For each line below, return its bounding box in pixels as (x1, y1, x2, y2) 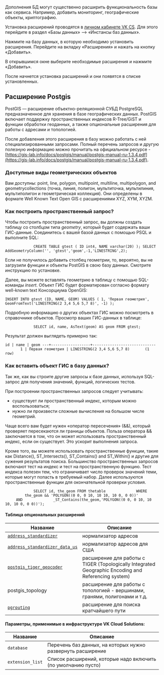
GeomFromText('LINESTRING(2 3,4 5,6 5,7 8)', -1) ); (5, 301, 115, 306)
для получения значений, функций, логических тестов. (20, 379, 136, 385)
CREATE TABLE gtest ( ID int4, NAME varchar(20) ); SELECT (33, 244, 156, 249)
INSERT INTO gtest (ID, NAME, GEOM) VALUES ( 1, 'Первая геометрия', (5, 297, 150, 302)
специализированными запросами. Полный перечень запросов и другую (5, 141, 159, 147)
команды (5, 282, 24, 288)
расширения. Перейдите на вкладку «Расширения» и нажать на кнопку (5, 44, 155, 49)
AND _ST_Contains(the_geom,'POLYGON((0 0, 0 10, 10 (16, 497, 152, 502)
